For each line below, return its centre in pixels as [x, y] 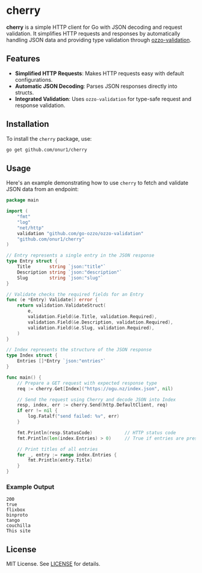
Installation [28, 124]
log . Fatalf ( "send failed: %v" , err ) [74, 416]
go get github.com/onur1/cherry [47, 150]
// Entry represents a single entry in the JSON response [80, 256]
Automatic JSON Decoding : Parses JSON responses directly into [96, 86]
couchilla [19, 526]
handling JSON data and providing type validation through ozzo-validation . [99, 40]
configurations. [34, 79]
